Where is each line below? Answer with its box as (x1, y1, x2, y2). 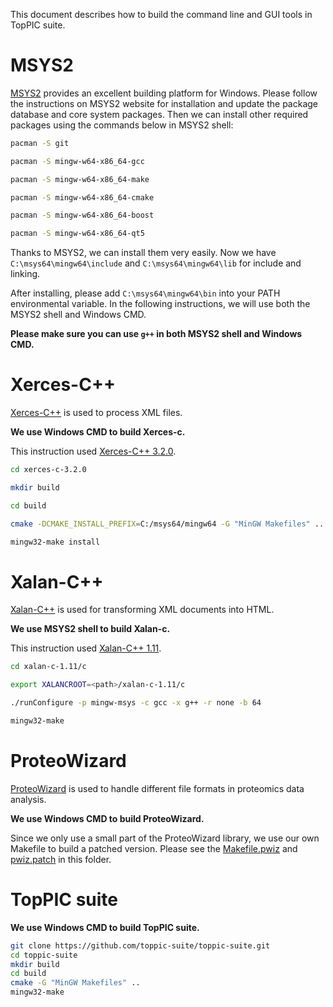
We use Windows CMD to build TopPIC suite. (10, 921, 200, 933)
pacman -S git (10, 138, 70, 148)
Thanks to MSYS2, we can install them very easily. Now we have (10, 247, 277, 259)
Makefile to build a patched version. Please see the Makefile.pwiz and (10, 842, 298, 854)
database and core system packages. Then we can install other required (10, 108, 309, 120)
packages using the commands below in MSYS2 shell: (10, 119, 234, 131)
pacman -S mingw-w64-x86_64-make (10, 174, 150, 184)
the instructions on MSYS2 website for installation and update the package (10, 97, 318, 109)
